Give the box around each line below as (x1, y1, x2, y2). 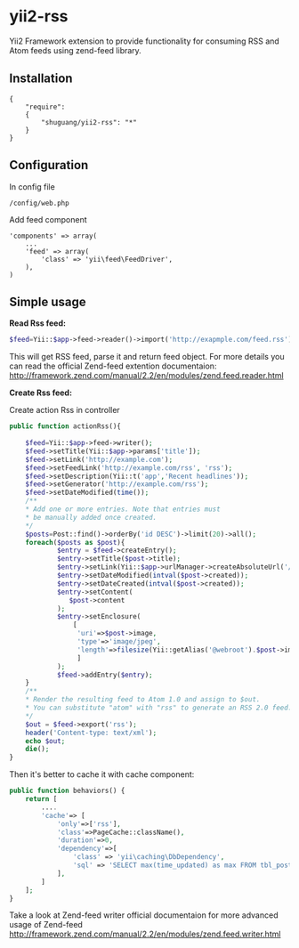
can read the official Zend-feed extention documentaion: (9, 361, 217, 371)
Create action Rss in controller (9, 405, 120, 416)
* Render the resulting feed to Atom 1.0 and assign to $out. (25, 695, 261, 704)
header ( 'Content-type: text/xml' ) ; (25, 728, 158, 737)
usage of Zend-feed (9, 920, 83, 930)
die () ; (25, 745, 50, 754)
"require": (25, 102, 66, 111)
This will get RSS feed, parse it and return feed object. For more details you (9, 352, 285, 362)
